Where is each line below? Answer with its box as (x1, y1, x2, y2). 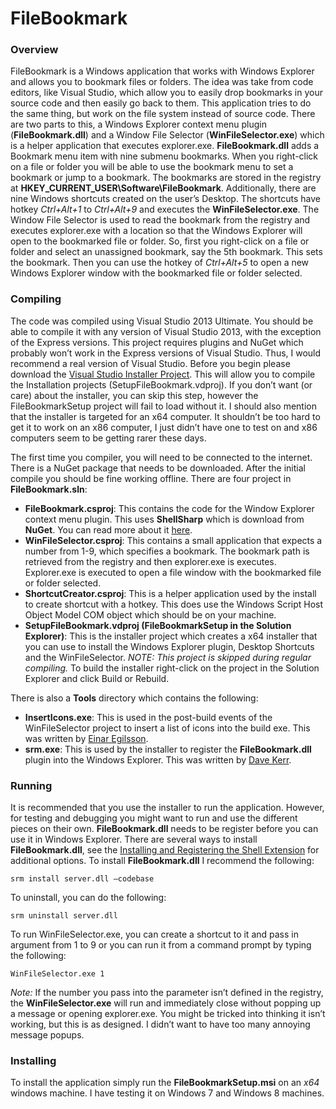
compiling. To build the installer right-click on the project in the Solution (24, 662, 320, 674)
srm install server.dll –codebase (10, 874, 155, 884)
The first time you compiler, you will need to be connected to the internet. (10, 451, 313, 463)
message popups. (10, 1029, 85, 1041)
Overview (10, 43, 59, 57)
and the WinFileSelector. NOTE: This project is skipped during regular (24, 651, 312, 663)
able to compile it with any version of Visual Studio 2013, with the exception (10, 325, 322, 337)
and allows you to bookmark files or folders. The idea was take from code (10, 76, 314, 88)
